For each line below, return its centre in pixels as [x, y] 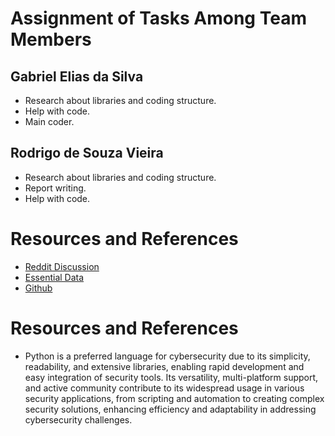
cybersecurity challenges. [78, 419]
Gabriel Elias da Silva [77, 76]
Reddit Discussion [62, 266]
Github [38, 288]
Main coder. [49, 121]
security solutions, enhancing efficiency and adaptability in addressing [170, 409]
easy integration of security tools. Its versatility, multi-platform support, [171, 377]
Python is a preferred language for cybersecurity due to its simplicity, [167, 356]
